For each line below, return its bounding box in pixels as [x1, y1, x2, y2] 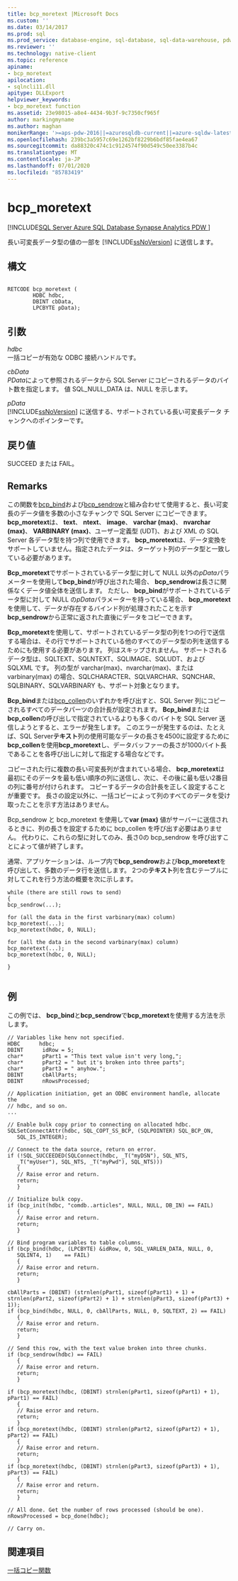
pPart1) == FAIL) [7, 1394, 59, 1401]
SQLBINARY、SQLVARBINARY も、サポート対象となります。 [7, 681, 183, 690]
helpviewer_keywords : [7, 97, 72, 104]
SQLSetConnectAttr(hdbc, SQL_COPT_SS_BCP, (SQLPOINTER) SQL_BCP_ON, [7, 1127, 214, 1134]
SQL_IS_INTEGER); [16, 1134, 69, 1141]
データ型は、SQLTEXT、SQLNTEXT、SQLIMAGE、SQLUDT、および [7, 654, 205, 663]
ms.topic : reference [7, 57, 69, 64]
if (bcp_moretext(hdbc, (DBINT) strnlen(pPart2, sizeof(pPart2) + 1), [7, 1425, 220, 1433]
